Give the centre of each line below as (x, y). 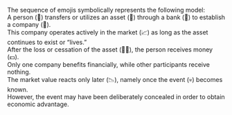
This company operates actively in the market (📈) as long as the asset (108, 32)
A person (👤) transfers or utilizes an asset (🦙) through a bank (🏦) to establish (116, 17)
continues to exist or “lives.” (47, 42)
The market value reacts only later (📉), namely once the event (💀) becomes (115, 80)
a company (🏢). (29, 24)
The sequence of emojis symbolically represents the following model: (106, 10)
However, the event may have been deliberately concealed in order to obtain (116, 97)
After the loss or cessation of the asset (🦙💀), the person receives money (110, 50)
